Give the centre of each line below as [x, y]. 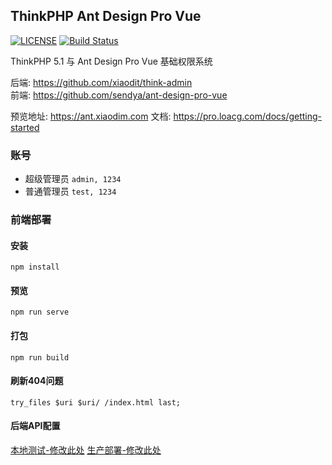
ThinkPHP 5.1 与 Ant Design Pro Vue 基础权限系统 [111, 61]
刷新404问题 [37, 381]
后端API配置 [35, 426]
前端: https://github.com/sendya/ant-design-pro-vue [119, 95]
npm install [35, 267]
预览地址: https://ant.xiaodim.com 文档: [91, 116]
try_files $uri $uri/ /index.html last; [96, 402]
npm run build [40, 357]
